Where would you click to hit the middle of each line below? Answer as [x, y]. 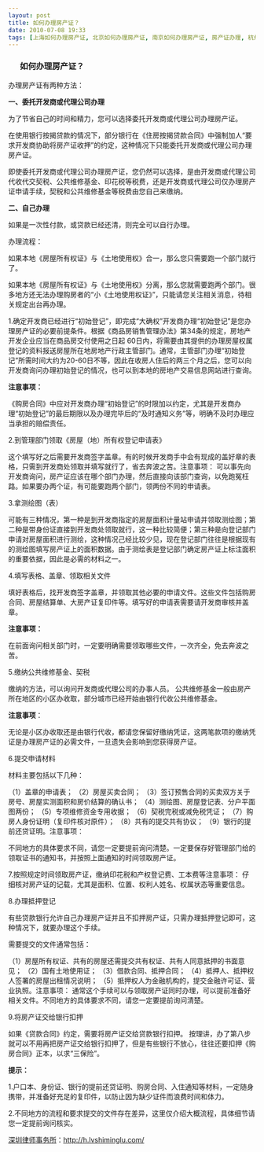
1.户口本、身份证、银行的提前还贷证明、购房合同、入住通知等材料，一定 [124, 1087]
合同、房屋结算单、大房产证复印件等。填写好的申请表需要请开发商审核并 [125, 602]
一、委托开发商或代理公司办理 [56, 101]
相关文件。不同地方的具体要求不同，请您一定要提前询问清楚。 [108, 1000]
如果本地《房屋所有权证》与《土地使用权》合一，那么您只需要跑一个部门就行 [132, 258]
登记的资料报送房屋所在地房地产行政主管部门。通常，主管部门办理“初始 [123, 350]
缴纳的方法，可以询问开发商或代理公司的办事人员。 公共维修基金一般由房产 [130, 688]
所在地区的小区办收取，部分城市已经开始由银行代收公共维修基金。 [115, 698]
